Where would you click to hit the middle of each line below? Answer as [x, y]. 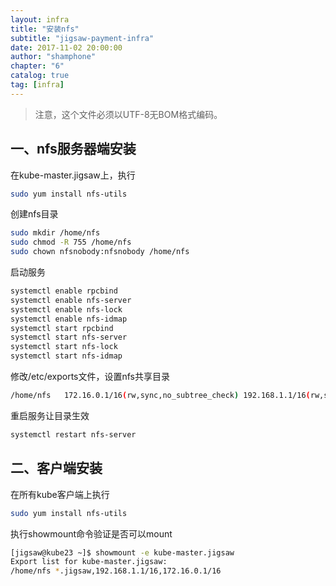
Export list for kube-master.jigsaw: [89, 562]
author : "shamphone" [53, 57]
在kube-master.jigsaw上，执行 [73, 175]
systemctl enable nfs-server [71, 300]
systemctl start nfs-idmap [66, 356]
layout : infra [40, 19]
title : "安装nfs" [45, 29]
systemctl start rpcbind [62, 328]
